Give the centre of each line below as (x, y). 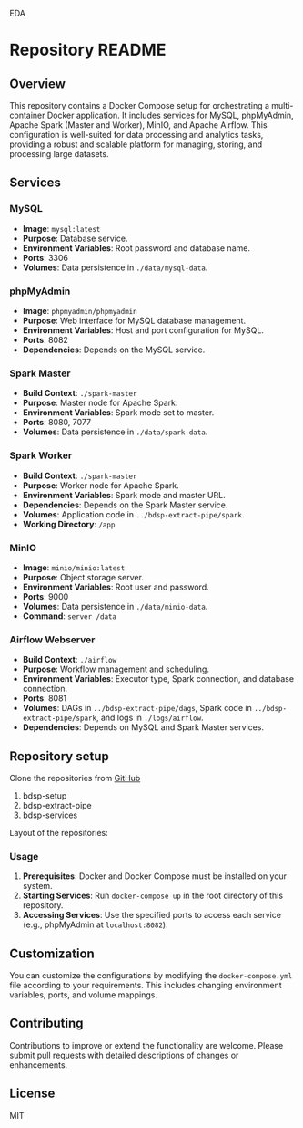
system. (37, 886)
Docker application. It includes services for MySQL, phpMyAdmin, (170, 115)
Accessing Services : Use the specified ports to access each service (152, 915)
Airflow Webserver (52, 640)
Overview (38, 84)
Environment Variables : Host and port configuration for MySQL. (143, 330)
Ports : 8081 (45, 698)
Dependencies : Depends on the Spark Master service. (125, 505)
